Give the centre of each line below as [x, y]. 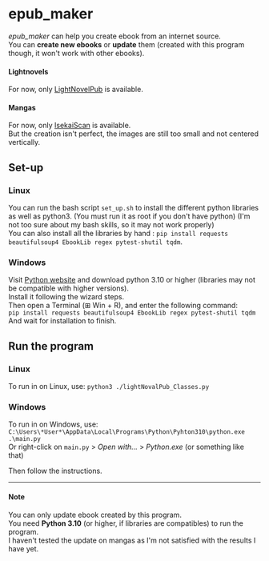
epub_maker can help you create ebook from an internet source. [115, 36]
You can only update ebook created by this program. [95, 515]
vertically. [24, 142]
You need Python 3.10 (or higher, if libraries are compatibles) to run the [126, 523]
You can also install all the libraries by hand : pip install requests [118, 234]
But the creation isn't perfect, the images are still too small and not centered [133, 134]
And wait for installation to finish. [62, 321]
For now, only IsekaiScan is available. [70, 126]
